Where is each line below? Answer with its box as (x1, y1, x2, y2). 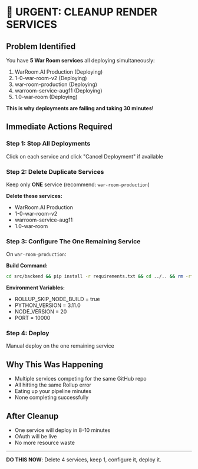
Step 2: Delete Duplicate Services (6, 167, 104, 176)
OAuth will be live (14, 433, 57, 440)
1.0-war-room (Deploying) (14, 94, 78, 100)
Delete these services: (6, 192, 63, 199)
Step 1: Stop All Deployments (6, 140, 91, 148)
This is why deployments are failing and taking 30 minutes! (6, 105, 154, 111)
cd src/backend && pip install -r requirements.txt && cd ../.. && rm (6, 273, 183, 279)
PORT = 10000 (14, 315, 51, 322)
